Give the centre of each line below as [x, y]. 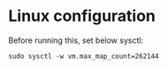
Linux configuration [82, 16]
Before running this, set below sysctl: [76, 40]
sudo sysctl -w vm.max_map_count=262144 [84, 56]
